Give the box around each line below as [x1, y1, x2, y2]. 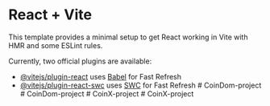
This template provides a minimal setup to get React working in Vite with [8, 32, 248, 42]
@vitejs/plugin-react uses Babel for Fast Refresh [19, 71, 182, 81]
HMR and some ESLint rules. [8, 40, 103, 50]
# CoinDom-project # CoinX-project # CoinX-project [19, 88, 194, 98]
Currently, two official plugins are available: [8, 56, 152, 66]
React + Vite [8, 6, 93, 24]
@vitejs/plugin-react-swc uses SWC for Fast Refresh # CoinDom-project [19, 80, 262, 90]
